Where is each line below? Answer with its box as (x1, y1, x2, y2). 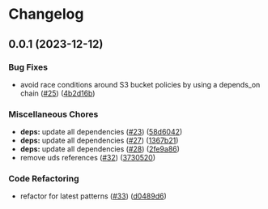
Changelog (8, 5, 84, 23)
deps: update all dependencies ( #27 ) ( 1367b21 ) (19, 135, 179, 146)
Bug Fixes (8, 62, 49, 73)
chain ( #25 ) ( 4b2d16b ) (19, 88, 96, 98)
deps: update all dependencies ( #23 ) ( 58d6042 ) (19, 127, 183, 137)
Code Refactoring (8, 173, 79, 185)
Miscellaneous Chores (8, 109, 99, 120)
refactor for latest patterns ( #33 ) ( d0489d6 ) (19, 191, 168, 201)
